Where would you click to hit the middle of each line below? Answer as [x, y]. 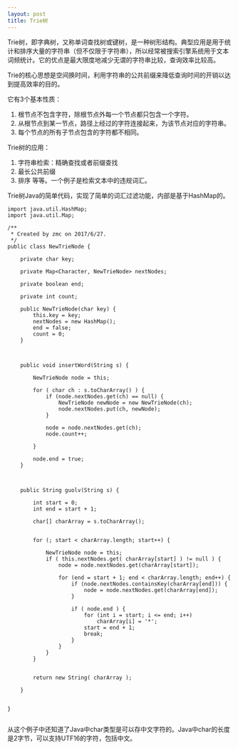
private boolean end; [52, 284]
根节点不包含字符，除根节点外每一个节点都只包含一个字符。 [105, 114]
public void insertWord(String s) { [75, 365]
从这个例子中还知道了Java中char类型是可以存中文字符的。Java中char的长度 [119, 729]
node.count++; [66, 434]
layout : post [27, 14]
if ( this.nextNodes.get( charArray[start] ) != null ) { [133, 559]
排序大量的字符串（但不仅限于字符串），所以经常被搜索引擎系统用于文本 [124, 51]
